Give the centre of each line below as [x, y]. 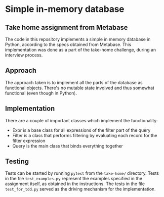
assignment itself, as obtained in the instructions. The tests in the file [75, 184]
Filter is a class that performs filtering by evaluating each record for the [85, 135]
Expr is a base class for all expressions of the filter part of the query [81, 130]
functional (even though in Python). [41, 93]
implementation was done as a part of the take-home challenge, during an [81, 50]
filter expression [29, 141]
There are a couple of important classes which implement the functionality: [82, 120]
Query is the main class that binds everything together [68, 146]
